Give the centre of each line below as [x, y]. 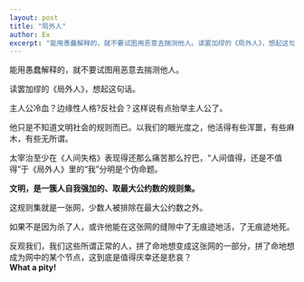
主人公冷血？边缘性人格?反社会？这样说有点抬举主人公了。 [119, 108]
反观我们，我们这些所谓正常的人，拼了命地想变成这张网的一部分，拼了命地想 [152, 246]
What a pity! [33, 268]
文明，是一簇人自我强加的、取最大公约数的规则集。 [104, 188]
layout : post [34, 18]
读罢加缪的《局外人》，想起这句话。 [75, 89]
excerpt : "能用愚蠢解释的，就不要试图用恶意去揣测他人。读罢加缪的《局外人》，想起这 [149, 43]
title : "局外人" [38, 26]
